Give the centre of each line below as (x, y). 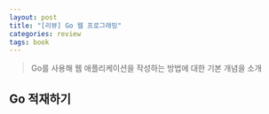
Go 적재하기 (40, 99)
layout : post (33, 17)
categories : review (45, 34)
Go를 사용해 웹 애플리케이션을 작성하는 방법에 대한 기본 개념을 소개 (146, 68)
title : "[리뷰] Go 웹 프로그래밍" (66, 26)
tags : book (29, 42)
